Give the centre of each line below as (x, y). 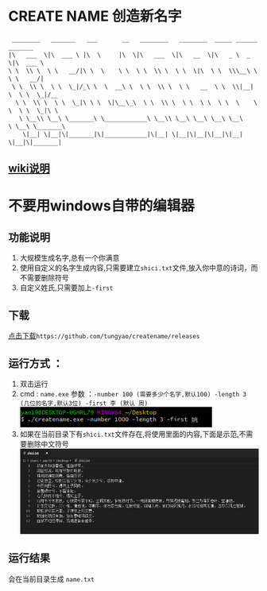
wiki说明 (29, 169)
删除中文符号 (48, 444)
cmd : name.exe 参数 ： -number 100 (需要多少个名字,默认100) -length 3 (133, 393)
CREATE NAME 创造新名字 (95, 16)
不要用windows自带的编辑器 (101, 205)
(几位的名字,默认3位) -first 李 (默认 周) (84, 403)
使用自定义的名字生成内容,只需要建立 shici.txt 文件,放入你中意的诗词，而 (139, 268)
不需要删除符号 (44, 278)
